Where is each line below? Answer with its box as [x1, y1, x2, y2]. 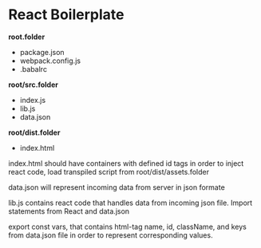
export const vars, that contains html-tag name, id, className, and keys [8, 222, 247, 231]
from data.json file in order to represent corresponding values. [8, 230, 213, 240]
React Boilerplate [8, 6, 125, 24]
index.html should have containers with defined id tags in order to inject [8, 158, 244, 168]
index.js [19, 95, 46, 104]
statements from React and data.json [8, 206, 130, 216]
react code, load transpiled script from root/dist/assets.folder [8, 167, 210, 176]
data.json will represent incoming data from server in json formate [8, 182, 225, 192]
